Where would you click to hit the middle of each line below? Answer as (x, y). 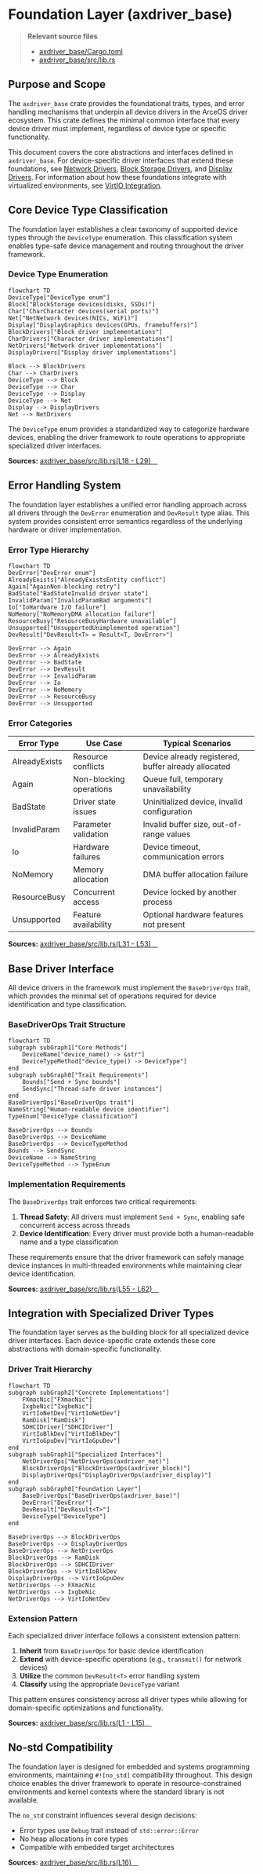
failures (86, 857)
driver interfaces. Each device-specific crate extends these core (112, 1341)
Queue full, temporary (183, 779)
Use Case (104, 744)
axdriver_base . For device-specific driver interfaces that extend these (121, 160)
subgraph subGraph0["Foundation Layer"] (75, 1489)
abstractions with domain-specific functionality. (85, 1349)
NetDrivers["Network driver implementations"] (85, 346)
